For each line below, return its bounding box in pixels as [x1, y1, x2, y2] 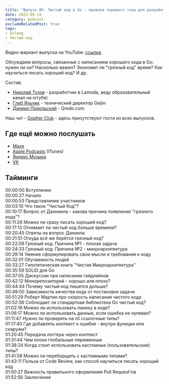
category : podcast [5, 17, 44, 22]
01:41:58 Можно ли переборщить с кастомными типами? [5, 353, 127, 359]
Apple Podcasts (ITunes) [12, 148, 64, 154]
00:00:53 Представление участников [5, 197, 86, 204]
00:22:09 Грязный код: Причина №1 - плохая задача [5, 240, 117, 247]
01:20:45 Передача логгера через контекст [5, 331, 98, 337]
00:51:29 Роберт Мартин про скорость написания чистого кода [5, 294, 142, 300]
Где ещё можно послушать [5, 129, 96, 138]
